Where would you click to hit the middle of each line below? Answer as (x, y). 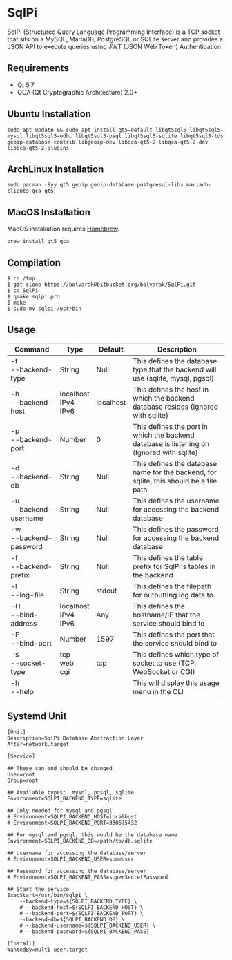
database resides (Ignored (175, 407)
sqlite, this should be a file (175, 481)
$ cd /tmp (21, 278)
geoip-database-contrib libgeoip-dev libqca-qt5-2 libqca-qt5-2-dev (108, 142)
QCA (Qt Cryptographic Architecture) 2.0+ (77, 92)
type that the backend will (174, 369)
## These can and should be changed (60, 768)
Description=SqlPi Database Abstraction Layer (75, 738)
